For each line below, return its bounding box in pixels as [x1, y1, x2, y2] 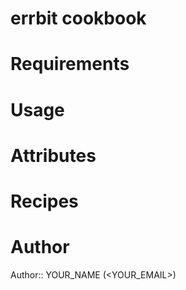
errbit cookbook [10, 7, 147, 30]
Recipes [10, 190, 79, 212]
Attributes [10, 144, 97, 167]
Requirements [10, 53, 130, 76]
